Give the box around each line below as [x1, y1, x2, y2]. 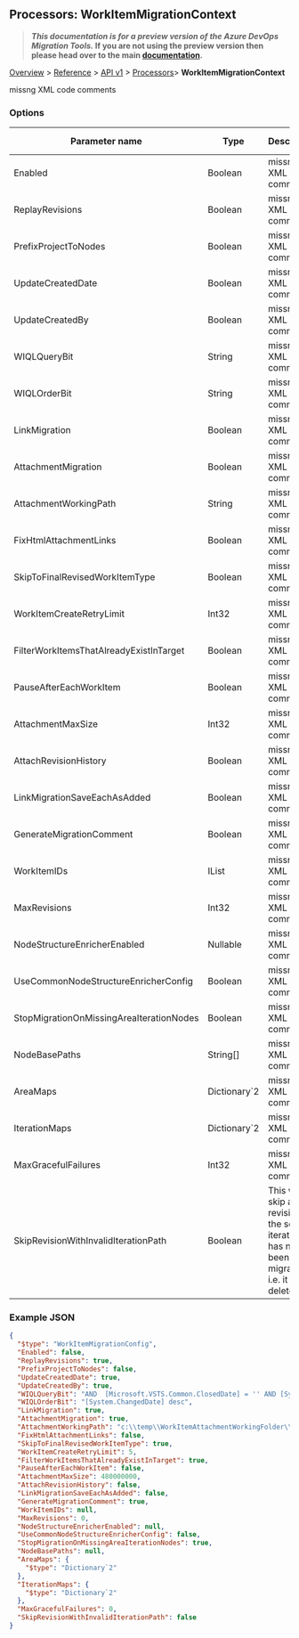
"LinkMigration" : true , [17, 1406, 105, 1415]
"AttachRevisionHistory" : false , [17, 1480, 141, 1490]
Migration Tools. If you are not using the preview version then [30, 40, 264, 51]
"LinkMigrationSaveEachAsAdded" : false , [17, 1489, 169, 1498]
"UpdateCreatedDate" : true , [17, 1373, 122, 1381]
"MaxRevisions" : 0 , [17, 1513, 90, 1522]
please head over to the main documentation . [30, 49, 203, 61]
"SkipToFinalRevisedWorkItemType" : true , [17, 1438, 174, 1448]
